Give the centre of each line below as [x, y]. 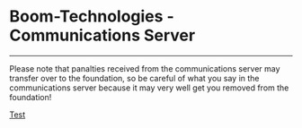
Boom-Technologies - [92, 17]
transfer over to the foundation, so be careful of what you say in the [134, 78]
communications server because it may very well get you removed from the [149, 88]
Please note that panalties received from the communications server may [145, 68]
